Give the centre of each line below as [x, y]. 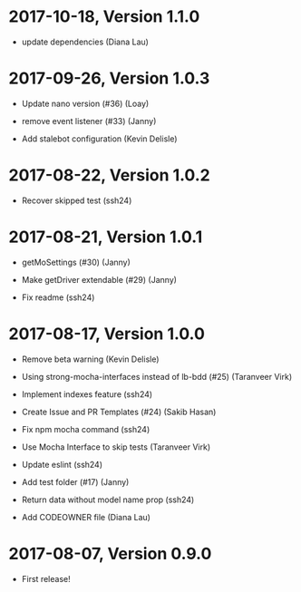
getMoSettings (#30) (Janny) [76, 262]
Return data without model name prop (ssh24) [108, 500]
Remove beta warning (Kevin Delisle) [90, 359]
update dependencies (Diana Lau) [85, 42]
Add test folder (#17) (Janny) [75, 481]
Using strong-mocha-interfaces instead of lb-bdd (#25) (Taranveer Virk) [157, 376]
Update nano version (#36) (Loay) [85, 103]
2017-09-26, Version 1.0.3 [109, 78]
